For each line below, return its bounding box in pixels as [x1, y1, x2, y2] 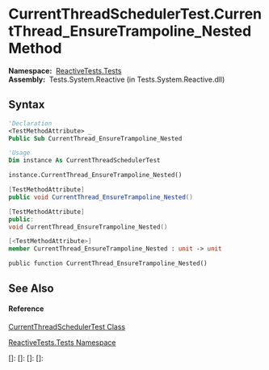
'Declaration [8, 119, 53, 128]
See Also [8, 281, 54, 295]
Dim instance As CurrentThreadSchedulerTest [8, 157, 161, 165]
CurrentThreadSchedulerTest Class [8, 322, 126, 331]
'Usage [8, 149, 31, 158]
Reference [8, 304, 44, 313]
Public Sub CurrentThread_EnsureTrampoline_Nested [8, 134, 183, 142]
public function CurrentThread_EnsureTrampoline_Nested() [8, 259, 208, 267]
